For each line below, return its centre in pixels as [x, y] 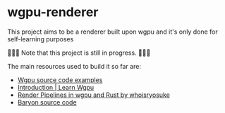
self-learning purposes [41, 39]
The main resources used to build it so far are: [74, 66]
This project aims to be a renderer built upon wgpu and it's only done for [113, 32]
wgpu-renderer [53, 12]
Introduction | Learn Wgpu [56, 87]
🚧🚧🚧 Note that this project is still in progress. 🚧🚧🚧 [79, 53]
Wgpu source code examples [60, 80]
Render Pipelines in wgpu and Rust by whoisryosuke [94, 95]
